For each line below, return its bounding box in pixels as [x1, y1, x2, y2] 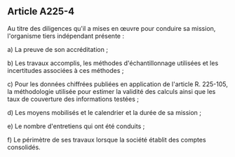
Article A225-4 [7, 6, 75, 18]
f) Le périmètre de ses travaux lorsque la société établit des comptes [7, 135, 206, 144]
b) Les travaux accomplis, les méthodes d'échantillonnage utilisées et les [7, 59, 219, 67]
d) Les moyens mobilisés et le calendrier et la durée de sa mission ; [7, 108, 202, 116]
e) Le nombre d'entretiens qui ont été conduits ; [7, 122, 145, 130]
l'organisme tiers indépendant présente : [7, 32, 125, 40]
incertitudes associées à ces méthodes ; [7, 66, 124, 74]
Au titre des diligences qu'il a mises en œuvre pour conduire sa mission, [7, 24, 216, 32]
